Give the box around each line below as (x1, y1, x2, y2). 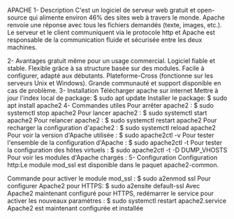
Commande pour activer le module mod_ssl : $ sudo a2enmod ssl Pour (7, 174, 211, 183)
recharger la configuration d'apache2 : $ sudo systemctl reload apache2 (7, 124, 217, 132)
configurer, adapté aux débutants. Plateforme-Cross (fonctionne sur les (7, 71, 214, 80)
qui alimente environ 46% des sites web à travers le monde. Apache (29, 13, 225, 22)
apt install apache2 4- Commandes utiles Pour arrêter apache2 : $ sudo (7, 101, 214, 109)
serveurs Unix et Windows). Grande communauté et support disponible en (7, 79, 221, 87)
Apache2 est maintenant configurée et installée (7, 204, 144, 212)
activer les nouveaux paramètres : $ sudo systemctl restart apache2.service (7, 197, 227, 205)
